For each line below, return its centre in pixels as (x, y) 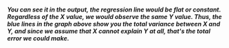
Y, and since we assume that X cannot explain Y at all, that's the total (109, 31)
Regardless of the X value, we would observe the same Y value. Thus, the (115, 16)
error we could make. (39, 38)
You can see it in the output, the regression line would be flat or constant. (114, 9)
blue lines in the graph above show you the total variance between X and (114, 24)
